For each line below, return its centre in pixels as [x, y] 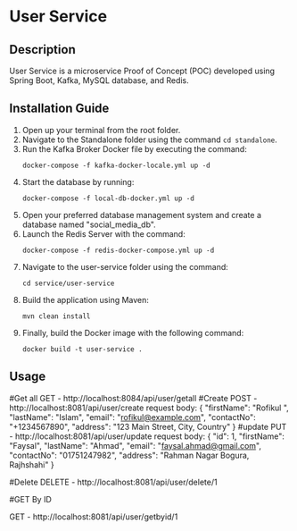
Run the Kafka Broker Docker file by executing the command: [134, 148]
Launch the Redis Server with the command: [103, 233]
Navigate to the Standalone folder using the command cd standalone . [150, 139]
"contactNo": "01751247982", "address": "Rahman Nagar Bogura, [129, 455]
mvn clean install [56, 316]
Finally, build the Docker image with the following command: [133, 333]
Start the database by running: [78, 181]
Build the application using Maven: [86, 299]
